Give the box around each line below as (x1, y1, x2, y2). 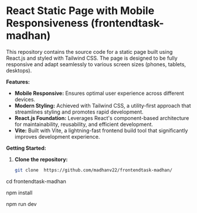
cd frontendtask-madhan (6, 177, 66, 185)
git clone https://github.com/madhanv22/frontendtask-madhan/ (14, 167, 173, 173)
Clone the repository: (14, 156, 68, 163)
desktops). (6, 67, 32, 74)
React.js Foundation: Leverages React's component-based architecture (14, 114, 189, 121)
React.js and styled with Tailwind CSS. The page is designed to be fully (6, 54, 178, 61)
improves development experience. (14, 133, 100, 140)
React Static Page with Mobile (6, 4, 155, 18)
